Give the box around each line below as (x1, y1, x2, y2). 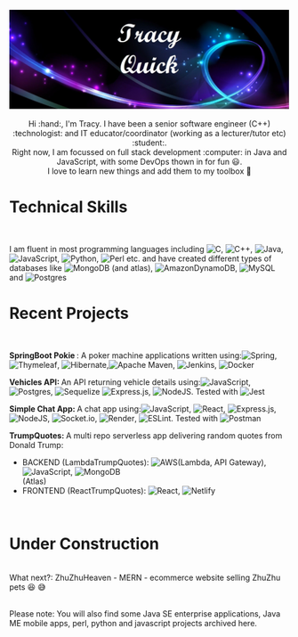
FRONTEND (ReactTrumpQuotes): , (21, 485, 181, 495)
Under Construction (9, 534, 160, 553)
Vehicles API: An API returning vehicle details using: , (9, 376, 252, 388)
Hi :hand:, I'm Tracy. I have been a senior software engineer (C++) (28, 118, 271, 129)
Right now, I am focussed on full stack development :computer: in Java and (12, 146, 287, 157)
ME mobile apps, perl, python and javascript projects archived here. (9, 618, 258, 629)
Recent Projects (9, 303, 129, 323)
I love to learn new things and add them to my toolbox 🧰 (47, 166, 252, 176)
